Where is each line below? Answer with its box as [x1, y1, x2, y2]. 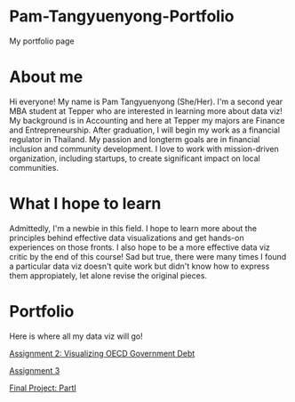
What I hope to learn [9, 194, 162, 214]
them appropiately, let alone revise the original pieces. [9, 269, 207, 281]
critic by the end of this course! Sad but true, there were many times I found [9, 251, 287, 261]
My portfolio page [9, 36, 75, 46]
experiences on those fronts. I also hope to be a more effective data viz [9, 242, 271, 253]
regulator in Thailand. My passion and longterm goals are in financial [9, 133, 260, 144]
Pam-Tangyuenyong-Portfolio [9, 6, 235, 27]
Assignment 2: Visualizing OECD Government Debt [9, 348, 195, 358]
